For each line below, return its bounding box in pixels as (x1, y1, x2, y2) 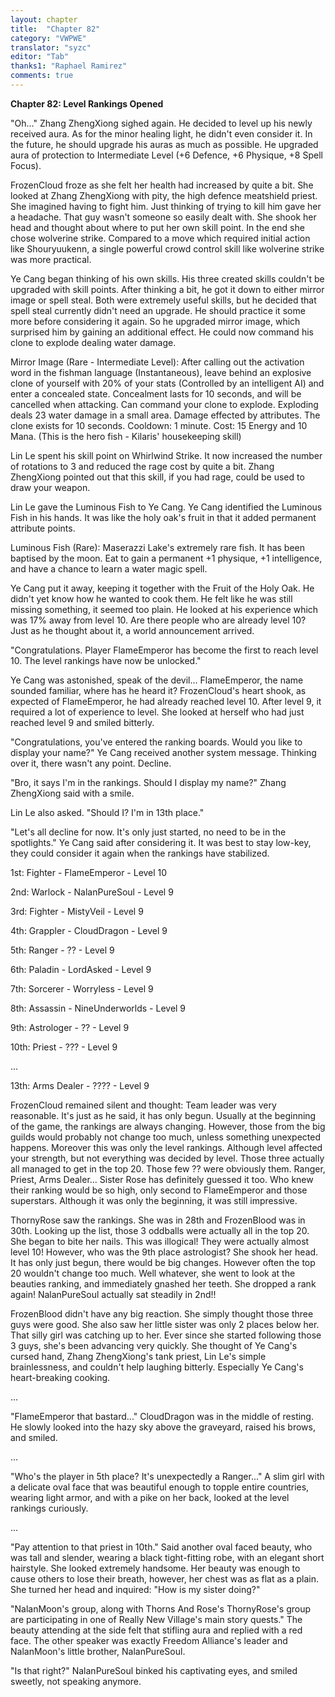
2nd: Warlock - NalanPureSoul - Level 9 (10, 886, 174, 898)
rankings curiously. (10, 1502, 89, 1514)
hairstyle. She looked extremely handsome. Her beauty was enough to (10, 1562, 301, 1574)
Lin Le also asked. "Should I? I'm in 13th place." (10, 806, 205, 818)
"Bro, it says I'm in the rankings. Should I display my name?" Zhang (10, 776, 287, 788)
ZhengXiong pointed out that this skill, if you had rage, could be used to (10, 471, 305, 483)
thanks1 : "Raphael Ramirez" (10, 61, 128, 71)
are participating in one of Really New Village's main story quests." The (10, 1613, 303, 1625)
